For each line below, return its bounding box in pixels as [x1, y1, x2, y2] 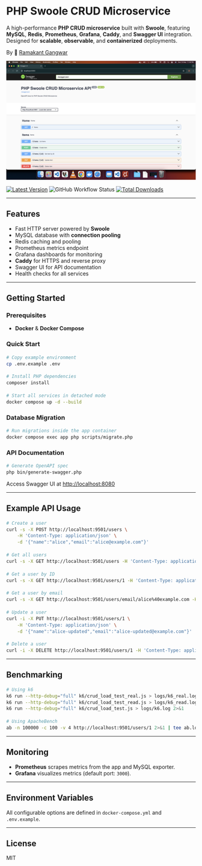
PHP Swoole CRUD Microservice [6, 4, 171, 18]
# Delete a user [6, 641, 47, 647]
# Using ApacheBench [6, 719, 58, 725]
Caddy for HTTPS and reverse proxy [14, 257, 106, 264]
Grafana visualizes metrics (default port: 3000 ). [14, 769, 131, 777]
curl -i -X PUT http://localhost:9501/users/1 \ [6, 615, 130, 621]
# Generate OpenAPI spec [6, 463, 69, 469]
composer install [6, 380, 50, 386]
